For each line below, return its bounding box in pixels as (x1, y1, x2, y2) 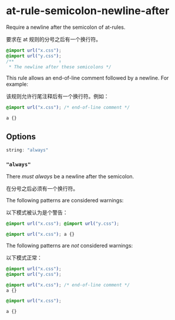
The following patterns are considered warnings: (6, 197, 124, 204)
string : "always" (6, 147, 49, 153)
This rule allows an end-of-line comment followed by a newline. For (6, 75, 169, 82)
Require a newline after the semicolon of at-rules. (6, 24, 126, 31)
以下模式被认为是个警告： (6, 209, 68, 216)
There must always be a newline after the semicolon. (6, 173, 134, 180)
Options (6, 131, 36, 142)
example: (6, 81, 28, 88)
